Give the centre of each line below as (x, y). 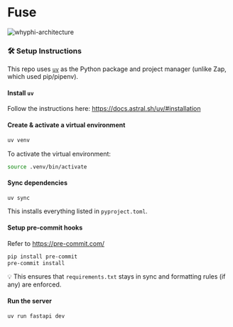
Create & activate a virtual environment (66, 125)
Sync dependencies (38, 183)
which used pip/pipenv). (43, 77)
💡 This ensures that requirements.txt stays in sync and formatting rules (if (116, 277)
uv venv (19, 140)
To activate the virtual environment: (59, 154)
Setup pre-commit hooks (45, 227)
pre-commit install (36, 263)
